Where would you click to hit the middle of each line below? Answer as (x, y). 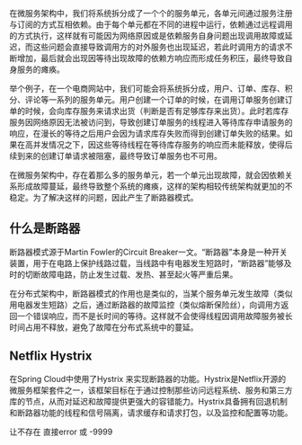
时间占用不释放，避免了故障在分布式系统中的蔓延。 (104, 327)
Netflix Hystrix (51, 356)
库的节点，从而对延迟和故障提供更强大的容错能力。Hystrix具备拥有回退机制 (148, 401)
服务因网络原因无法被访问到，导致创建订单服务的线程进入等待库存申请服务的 (151, 122)
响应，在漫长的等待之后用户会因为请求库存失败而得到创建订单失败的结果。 (147, 133)
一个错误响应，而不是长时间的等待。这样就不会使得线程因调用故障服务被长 (155, 316)
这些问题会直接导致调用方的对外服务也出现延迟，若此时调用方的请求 (159, 47)
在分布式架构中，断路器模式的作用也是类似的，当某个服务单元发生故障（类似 (151, 293)
